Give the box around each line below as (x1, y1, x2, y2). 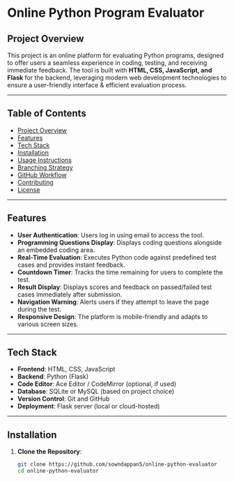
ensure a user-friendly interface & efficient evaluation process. (7, 81, 187, 89)
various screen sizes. (17, 320, 79, 328)
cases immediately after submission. (17, 290, 123, 298)
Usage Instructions (17, 156, 72, 164)
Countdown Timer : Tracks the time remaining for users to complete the (17, 267, 224, 276)
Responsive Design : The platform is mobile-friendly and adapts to (17, 312, 208, 320)
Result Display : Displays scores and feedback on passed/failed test (17, 283, 212, 291)
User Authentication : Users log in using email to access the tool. (17, 230, 204, 239)
